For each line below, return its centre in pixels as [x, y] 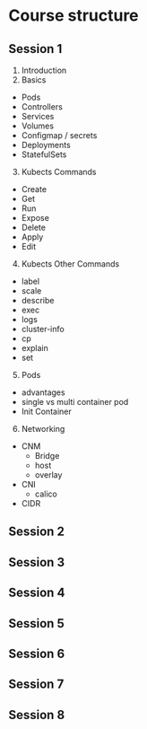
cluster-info [43, 329]
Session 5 [36, 624]
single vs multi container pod [75, 402]
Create [34, 189]
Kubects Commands [59, 172]
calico [46, 494]
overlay [48, 475]
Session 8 [37, 715]
